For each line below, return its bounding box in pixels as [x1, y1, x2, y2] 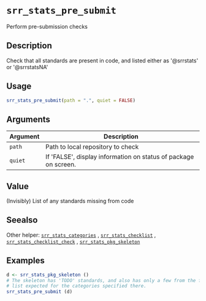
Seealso [6, 215, 38, 225]
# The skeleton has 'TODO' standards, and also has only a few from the [6, 277, 196, 283]
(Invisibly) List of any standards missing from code [6, 198, 134, 205]
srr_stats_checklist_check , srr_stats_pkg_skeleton [6, 237, 140, 245]
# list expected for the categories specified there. [6, 283, 147, 289]
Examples [6, 256, 45, 266]
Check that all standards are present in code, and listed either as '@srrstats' [6, 57, 199, 64]
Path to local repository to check [45, 143, 139, 151]
